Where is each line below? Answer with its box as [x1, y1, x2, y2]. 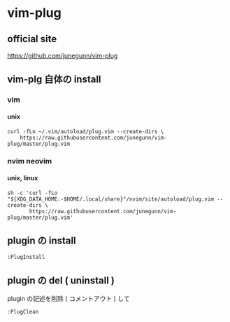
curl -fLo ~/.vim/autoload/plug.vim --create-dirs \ [7, 128, 164, 135]
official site [7, 33, 57, 45]
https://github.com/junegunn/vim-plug [7, 51, 118, 60]
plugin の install [7, 235, 76, 247]
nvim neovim [7, 156, 52, 166]
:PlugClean [7, 309, 39, 316]
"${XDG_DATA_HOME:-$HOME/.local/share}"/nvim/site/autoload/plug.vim [7, 195, 215, 203]
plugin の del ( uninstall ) [7, 274, 115, 286]
